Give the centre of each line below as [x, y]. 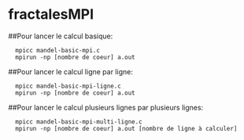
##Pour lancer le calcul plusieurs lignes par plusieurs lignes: [106, 107]
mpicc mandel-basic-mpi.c [58, 50]
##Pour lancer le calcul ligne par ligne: [71, 71]
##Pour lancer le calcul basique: [61, 36]
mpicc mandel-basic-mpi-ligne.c [68, 86]
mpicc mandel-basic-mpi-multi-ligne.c [79, 122]
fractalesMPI [51, 14]
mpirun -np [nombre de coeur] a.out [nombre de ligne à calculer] [126, 128]
